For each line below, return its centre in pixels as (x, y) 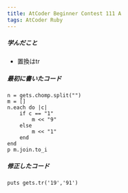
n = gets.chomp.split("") (44, 96)
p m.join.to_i (28, 150)
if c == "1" (36, 114)
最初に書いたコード (34, 79)
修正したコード (28, 166)
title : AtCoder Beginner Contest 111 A (64, 13)
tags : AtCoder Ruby (35, 20)
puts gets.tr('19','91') (43, 183)
